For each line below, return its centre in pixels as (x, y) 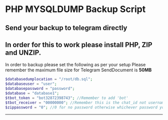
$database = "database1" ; (32, 93)
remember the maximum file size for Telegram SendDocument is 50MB (78, 70)
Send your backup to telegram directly (66, 28)
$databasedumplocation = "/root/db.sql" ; (49, 79)
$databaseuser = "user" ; (31, 84)
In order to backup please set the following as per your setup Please (75, 65)
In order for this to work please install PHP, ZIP (79, 44)
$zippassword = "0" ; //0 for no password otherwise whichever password (81, 107)
